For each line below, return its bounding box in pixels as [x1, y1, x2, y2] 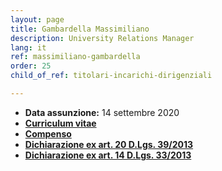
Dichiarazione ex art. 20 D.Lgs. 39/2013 [24, 138, 194, 150]
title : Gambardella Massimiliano [10, 24, 150, 34]
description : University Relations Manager [10, 33, 195, 43]
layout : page [10, 14, 65, 25]
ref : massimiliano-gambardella [10, 52, 141, 62]
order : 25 [10, 61, 52, 71]
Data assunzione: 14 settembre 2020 [24, 106, 180, 118]
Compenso [24, 127, 72, 140]
